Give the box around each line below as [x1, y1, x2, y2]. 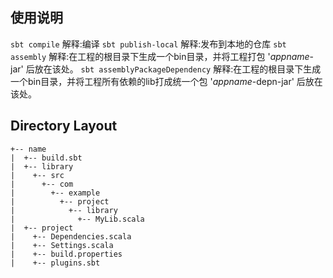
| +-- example [10, 188, 101, 198]
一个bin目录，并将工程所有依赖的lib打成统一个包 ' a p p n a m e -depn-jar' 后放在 [10, 75, 323, 87]
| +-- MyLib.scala [10, 214, 145, 224]
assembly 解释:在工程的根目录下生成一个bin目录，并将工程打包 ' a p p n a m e [10, 50, 310, 62]
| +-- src [10, 170, 65, 180]
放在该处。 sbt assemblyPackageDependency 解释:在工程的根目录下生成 [34, 63, 322, 75]
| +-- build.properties [10, 249, 123, 259]
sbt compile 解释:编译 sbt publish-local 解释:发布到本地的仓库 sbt [10, 38, 287, 50]
